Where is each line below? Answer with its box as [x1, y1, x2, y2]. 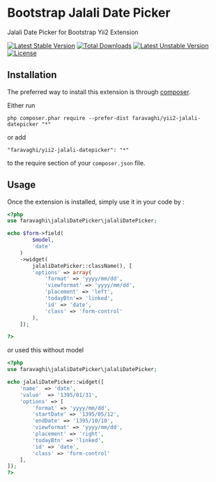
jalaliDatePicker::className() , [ [32, 262, 132, 269]
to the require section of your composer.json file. [7, 158, 146, 167]
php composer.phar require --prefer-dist [7, 114, 130, 121]
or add [7, 133, 26, 141]
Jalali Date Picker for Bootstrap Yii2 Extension [7, 28, 139, 36]
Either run [7, 101, 36, 110]
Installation [7, 69, 57, 81]
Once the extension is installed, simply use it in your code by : [7, 197, 185, 206]
